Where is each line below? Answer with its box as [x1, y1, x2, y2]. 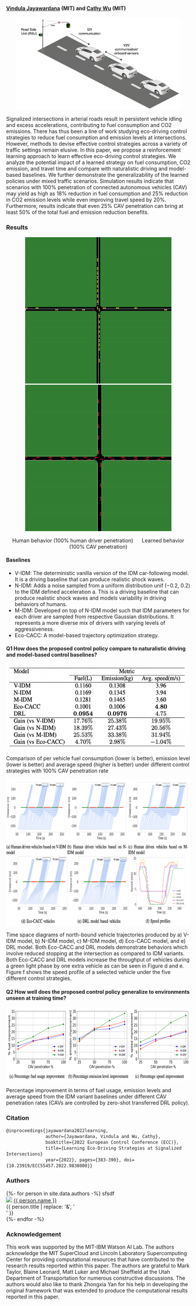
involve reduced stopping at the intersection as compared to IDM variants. [6, 949, 185, 957]
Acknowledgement [6, 1230, 61, 1238]
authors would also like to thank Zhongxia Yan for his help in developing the [6, 1281, 188, 1288]
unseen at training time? [6, 994, 67, 1001]
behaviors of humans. [14, 600, 67, 607]
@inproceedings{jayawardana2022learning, [6, 1128, 109, 1134]
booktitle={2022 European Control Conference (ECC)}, [45, 1140, 180, 1146]
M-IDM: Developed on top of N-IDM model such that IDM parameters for [14, 607, 190, 614]
